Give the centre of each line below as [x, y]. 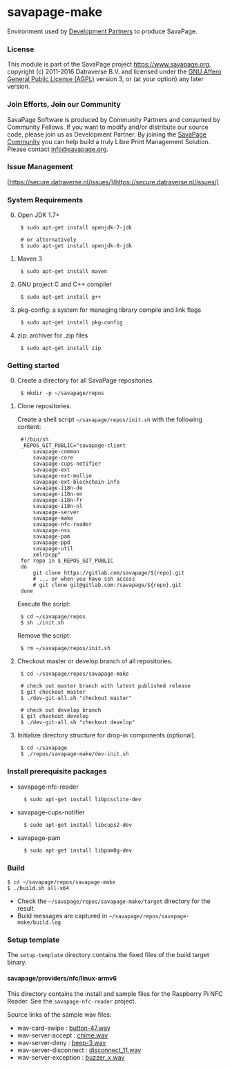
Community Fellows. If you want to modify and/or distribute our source [108, 127]
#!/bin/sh [35, 440]
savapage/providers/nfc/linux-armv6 [62, 978]
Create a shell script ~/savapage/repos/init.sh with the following [109, 419]
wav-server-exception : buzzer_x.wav [71, 1057]
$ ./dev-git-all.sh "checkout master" [76, 698]
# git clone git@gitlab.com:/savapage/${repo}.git [107, 585]
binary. [17, 962]
